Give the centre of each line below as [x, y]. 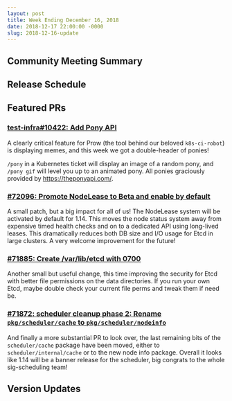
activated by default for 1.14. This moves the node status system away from [114, 219]
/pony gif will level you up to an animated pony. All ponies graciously [106, 171]
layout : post [26, 14]
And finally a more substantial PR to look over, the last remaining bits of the [114, 337]
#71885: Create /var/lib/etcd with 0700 [74, 258]
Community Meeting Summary [75, 61]
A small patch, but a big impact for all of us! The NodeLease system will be [114, 211]
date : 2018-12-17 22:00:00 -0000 [55, 26]
